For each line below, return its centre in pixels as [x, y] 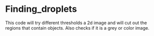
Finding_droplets [41, 9]
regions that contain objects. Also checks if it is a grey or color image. [77, 28]
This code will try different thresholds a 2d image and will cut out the [76, 23]
